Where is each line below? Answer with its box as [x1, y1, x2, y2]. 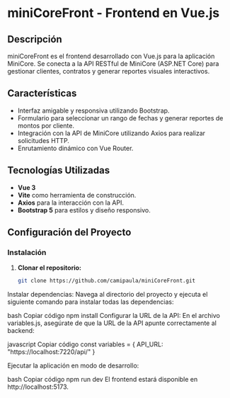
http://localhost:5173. [7, 382, 69, 391]
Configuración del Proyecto [7, 227, 132, 239]
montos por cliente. [17, 121, 74, 130]
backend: [7, 326, 35, 335]
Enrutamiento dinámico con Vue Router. [17, 144, 134, 152]
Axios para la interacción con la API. [17, 198, 124, 207]
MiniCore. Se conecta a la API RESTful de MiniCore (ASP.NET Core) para [7, 59, 219, 68]
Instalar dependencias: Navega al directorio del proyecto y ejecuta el [7, 290, 208, 299]
